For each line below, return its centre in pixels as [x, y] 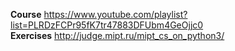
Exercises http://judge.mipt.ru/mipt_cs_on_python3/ [117, 35]
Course [26, 14]
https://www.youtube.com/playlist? [115, 14]
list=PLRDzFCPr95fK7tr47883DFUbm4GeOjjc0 [107, 25]
